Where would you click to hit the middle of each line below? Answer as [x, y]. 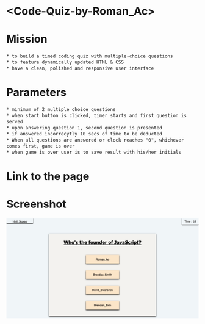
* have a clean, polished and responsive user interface [80, 68]
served [15, 122]
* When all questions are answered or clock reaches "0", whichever [95, 140]
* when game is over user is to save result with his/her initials [94, 153]
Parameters [37, 92]
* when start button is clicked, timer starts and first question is [97, 116]
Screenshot [36, 204]
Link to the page [48, 177]
